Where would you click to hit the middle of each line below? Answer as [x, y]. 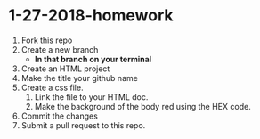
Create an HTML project [65, 69]
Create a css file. [52, 87]
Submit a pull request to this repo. [83, 125]
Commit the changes [60, 116]
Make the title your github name [80, 78]
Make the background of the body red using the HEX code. [142, 106]
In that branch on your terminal [93, 59]
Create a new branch [60, 49]
